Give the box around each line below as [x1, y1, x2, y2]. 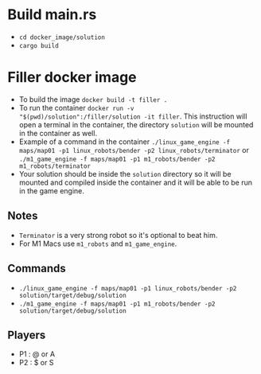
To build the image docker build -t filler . [18, 94, 168, 104]
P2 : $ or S [18, 358, 54, 368]
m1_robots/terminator [18, 162, 91, 170]
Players [7, 328, 46, 341]
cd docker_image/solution [18, 33, 105, 41]
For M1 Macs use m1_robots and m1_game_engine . [18, 239, 177, 248]
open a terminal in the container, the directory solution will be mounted [18, 119, 254, 129]
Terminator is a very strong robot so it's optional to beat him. [18, 230, 218, 240]
